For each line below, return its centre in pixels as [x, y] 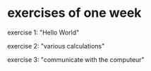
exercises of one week [74, 13]
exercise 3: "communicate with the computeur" [76, 59]
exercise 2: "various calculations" [56, 46]
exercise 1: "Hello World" [43, 32]
